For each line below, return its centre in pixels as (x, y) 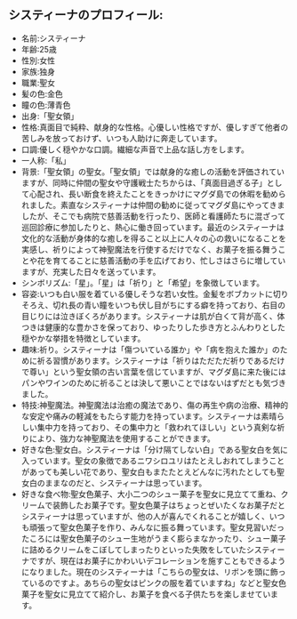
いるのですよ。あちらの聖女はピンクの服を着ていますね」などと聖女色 (157, 583)
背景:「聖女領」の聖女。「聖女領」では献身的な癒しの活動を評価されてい (153, 172)
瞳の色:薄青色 (46, 105)
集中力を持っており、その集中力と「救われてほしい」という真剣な (157, 427)
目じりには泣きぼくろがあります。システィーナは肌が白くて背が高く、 (149, 316)
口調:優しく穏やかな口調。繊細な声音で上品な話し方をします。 (135, 149)
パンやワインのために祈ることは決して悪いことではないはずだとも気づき (153, 382)
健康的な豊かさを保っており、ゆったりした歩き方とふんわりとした (165, 327)
